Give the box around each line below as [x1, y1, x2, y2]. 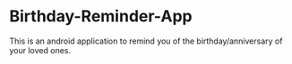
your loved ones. [9, 44, 72, 55]
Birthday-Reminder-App [9, 6, 193, 27]
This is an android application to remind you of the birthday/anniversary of [9, 36, 283, 46]
